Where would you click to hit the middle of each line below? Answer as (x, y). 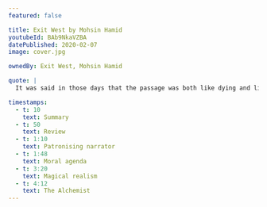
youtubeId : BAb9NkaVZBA (48, 37)
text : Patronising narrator (69, 147)
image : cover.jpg (37, 52)
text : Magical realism (60, 176)
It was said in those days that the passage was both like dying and (133, 88)
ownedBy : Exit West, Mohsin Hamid (66, 67)
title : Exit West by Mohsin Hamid (66, 30)
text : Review (44, 132)
